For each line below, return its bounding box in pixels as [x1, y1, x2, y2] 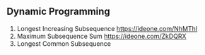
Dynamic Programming [6, 6, 110, 18]
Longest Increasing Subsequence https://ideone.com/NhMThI [16, 24, 198, 32]
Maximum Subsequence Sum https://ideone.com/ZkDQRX [16, 32, 187, 40]
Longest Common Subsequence [16, 39, 111, 48]
